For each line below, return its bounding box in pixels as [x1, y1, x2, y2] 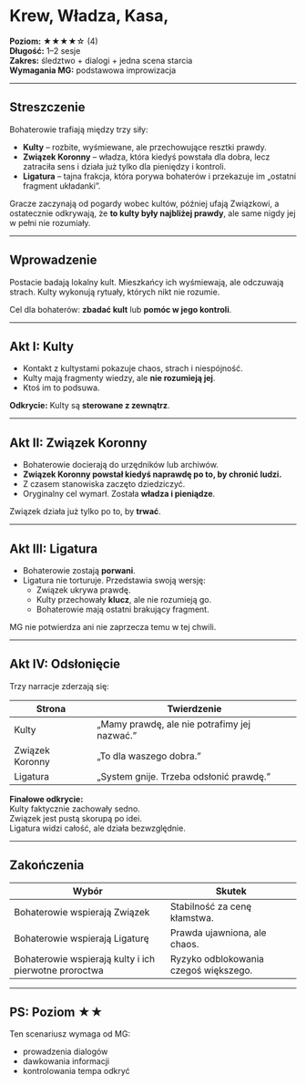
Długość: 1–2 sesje [9, 45, 81, 56]
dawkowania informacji [22, 1056, 110, 1067]
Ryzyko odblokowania [169, 952, 264, 965]
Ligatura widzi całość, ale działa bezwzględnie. [9, 822, 187, 833]
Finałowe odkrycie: [9, 793, 84, 804]
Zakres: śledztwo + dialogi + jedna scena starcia [9, 55, 193, 66]
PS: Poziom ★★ [9, 1005, 103, 1020]
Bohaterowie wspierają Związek [14, 905, 150, 918]
